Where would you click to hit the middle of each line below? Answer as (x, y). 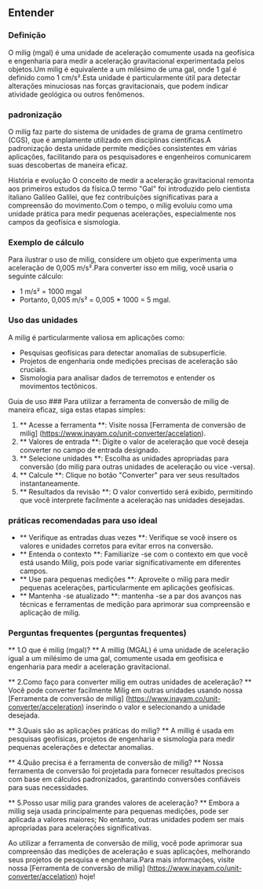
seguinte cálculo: (36, 276)
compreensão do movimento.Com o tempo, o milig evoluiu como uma (121, 205)
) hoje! (85, 876)
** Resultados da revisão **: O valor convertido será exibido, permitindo (136, 491)
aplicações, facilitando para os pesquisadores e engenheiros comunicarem (130, 156)
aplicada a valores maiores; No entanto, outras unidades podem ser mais (126, 820)
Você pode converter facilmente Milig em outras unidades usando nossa (126, 690)
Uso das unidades (43, 320)
